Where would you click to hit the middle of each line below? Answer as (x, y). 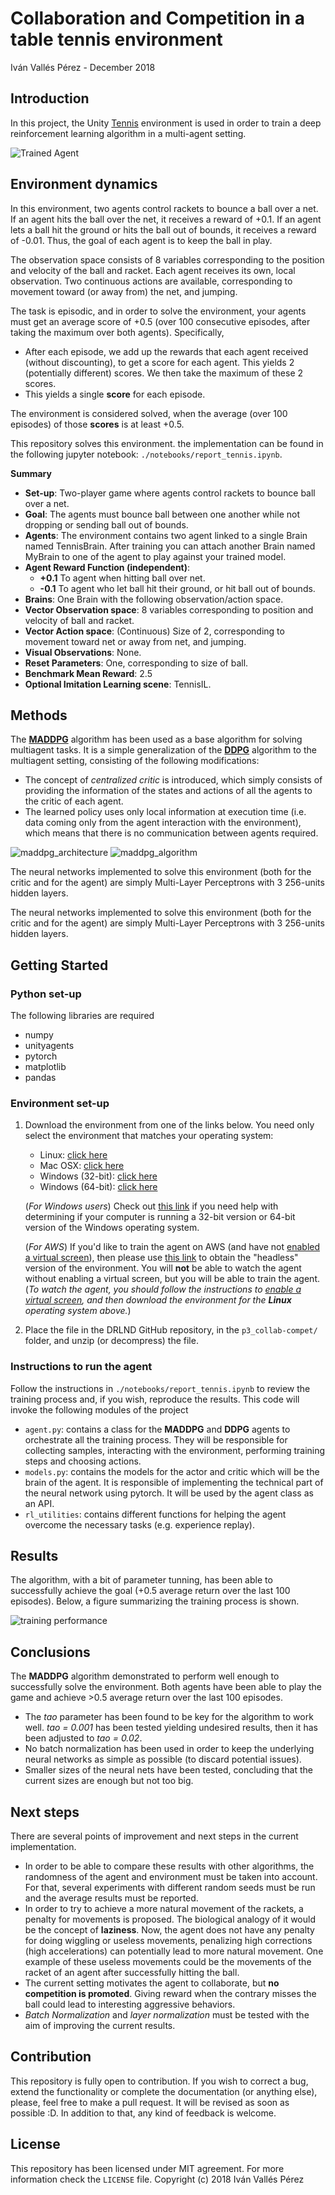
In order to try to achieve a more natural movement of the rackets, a (164, 1909)
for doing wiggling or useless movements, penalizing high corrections (168, 1941)
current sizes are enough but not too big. (109, 1781)
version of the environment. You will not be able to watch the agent (163, 1268)
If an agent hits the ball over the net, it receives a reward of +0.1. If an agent (166, 219)
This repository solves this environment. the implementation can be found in (167, 443)
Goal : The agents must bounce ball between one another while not (162, 514)
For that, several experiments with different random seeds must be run (170, 1888)
